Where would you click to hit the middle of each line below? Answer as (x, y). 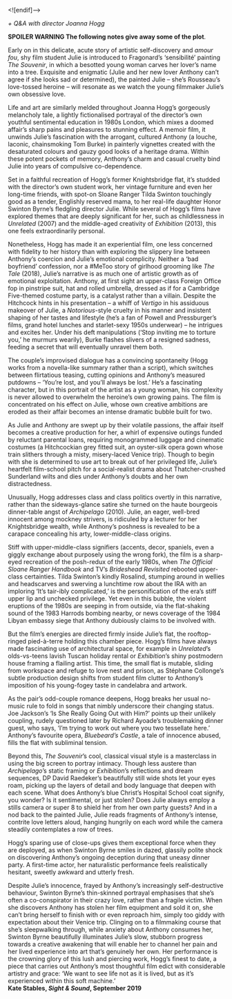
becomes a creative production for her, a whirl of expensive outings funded (115, 432)
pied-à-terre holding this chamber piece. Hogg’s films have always (123, 641)
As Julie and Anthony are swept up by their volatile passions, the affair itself (116, 425)
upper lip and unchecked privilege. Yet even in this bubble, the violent (107, 599)
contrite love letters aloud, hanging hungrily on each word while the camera (115, 822)
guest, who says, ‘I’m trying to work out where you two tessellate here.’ (109, 728)
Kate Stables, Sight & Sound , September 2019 (75, 988)
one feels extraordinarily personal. (57, 231)
